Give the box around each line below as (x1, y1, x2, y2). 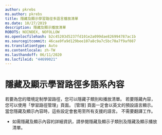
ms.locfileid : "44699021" (5, 57, 57, 62)
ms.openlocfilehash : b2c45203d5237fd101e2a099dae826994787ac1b (5, 34, 136, 39)
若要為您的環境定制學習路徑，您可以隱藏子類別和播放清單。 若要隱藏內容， (5, 96, 156, 102)
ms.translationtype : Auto (5, 43, 57, 48)
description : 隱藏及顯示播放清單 (5, 25, 67, 30)
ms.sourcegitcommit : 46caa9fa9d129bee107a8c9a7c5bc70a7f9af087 (5, 39, 136, 44)
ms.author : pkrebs (5, 12, 42, 17)
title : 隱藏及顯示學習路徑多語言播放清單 (5, 16, 79, 21)
